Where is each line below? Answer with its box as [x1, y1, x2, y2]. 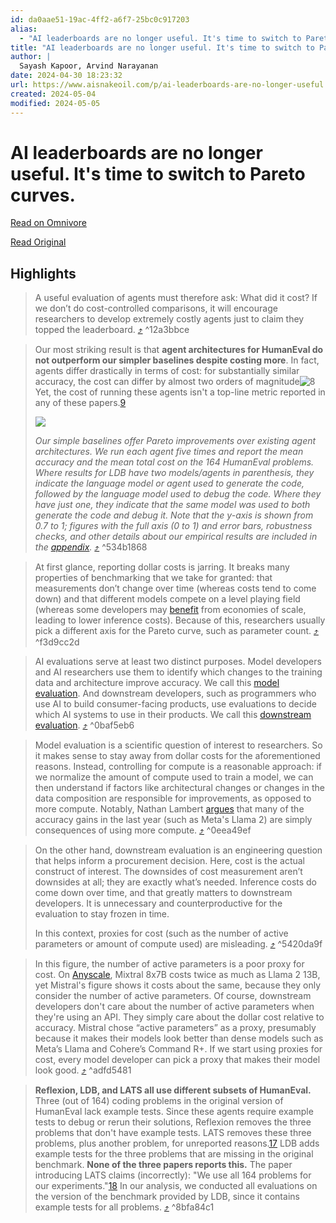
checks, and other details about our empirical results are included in [34, 531, 318, 543]
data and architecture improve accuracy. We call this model [34, 677, 280, 689]
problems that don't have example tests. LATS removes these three [34, 1127, 312, 1139]
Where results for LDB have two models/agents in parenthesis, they [34, 467, 315, 479]
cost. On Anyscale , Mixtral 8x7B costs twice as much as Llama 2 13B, [34, 969, 321, 981]
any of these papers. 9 [34, 397, 127, 409]
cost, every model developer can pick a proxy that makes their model [34, 1054, 321, 1066]
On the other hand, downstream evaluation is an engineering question [34, 844, 323, 856]
